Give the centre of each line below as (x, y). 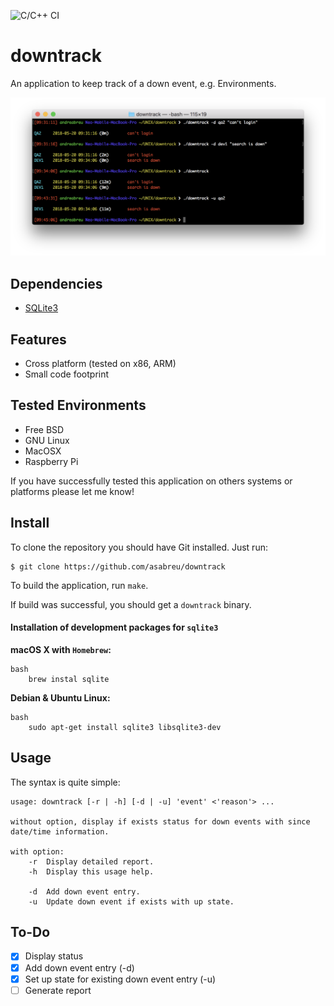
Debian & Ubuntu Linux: (60, 697)
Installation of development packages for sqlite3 (114, 627)
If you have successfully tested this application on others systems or (151, 481)
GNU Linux (47, 440)
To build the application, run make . (79, 585)
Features (38, 339)
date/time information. (60, 831)
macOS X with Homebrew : (61, 649)
